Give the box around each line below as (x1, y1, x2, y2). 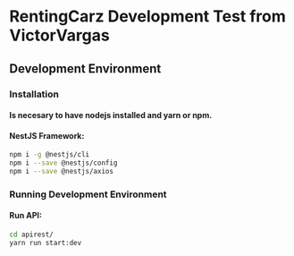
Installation (9, 88, 60, 100)
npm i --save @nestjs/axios (9, 167, 114, 176)
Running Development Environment (9, 188, 167, 201)
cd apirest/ (9, 230, 54, 239)
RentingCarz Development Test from (9, 6, 286, 27)
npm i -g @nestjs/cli (9, 150, 90, 159)
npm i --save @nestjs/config (9, 158, 118, 167)
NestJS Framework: (9, 130, 85, 141)
